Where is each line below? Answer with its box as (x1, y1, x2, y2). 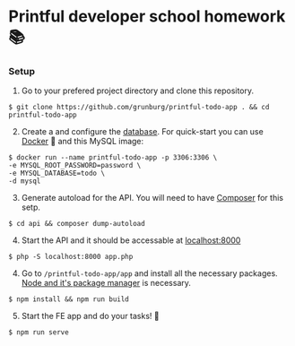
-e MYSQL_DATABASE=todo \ (8, 169, 105, 178)
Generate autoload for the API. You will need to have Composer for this (21, 193, 284, 203)
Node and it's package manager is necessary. (21, 278, 192, 289)
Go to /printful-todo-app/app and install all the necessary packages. (21, 268, 279, 279)
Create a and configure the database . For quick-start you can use (21, 126, 264, 137)
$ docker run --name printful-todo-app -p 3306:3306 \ (8, 153, 218, 162)
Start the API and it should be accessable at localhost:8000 (21, 235, 241, 246)
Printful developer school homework (8, 6, 286, 27)
